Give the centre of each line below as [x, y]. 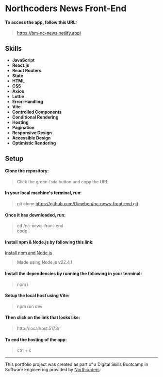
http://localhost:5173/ [38, 328]
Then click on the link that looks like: [42, 317]
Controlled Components [37, 112]
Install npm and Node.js [29, 253]
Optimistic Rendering [34, 143]
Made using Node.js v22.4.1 [45, 262]
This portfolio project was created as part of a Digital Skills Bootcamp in [77, 364]
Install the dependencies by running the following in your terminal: [73, 273]
